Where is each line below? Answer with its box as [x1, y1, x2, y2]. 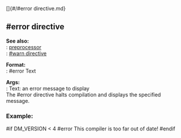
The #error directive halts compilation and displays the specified [6, 91, 161, 98]
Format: [6, 61, 26, 68]
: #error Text [6, 67, 36, 74]
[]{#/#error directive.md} [6, 5, 66, 12]
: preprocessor [6, 43, 42, 50]
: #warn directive [6, 50, 47, 57]
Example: [6, 112, 33, 120]
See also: [6, 37, 29, 44]
